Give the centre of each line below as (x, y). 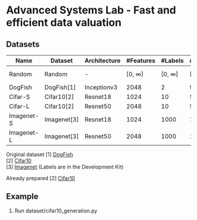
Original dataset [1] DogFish (40, 154)
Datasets (23, 44)
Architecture (103, 61)
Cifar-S (20, 97)
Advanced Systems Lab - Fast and (91, 10)
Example (22, 197)
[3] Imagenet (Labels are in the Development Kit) (65, 167)
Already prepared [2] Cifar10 (40, 178)
